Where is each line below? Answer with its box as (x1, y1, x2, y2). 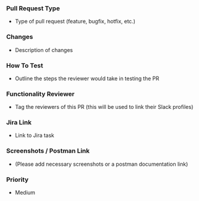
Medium (14, 189, 36, 196)
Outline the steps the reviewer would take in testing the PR (14, 75, 160, 82)
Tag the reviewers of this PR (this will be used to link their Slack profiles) (14, 103, 194, 111)
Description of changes (14, 46, 73, 53)
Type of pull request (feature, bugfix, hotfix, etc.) (14, 18, 136, 25)
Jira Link (6, 118, 32, 127)
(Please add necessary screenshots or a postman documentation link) (14, 160, 188, 167)
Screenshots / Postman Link (6, 147, 90, 155)
